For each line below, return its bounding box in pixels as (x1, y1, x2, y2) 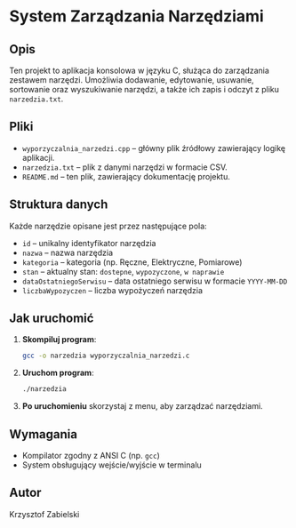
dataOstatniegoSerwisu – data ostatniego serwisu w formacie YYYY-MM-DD (21, 276, 288, 286)
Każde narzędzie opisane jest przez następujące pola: (9, 220, 207, 231)
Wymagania (9, 427, 78, 442)
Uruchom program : (21, 367, 95, 379)
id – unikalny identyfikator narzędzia (21, 237, 156, 248)
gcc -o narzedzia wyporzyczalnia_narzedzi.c (21, 351, 190, 361)
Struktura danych (9, 197, 108, 212)
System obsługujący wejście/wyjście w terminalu (21, 460, 202, 470)
